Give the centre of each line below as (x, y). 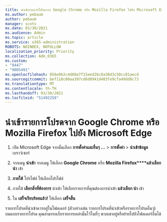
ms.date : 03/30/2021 (27, 28)
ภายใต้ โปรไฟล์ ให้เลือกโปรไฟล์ (38, 178)
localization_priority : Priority (40, 51)
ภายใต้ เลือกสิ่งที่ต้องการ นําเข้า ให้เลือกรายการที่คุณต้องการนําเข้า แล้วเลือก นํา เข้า (78, 188)
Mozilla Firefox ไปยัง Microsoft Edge (79, 133)
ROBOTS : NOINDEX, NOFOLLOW (33, 47)
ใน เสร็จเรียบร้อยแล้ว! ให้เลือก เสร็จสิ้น (44, 198)
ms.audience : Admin (25, 33)
